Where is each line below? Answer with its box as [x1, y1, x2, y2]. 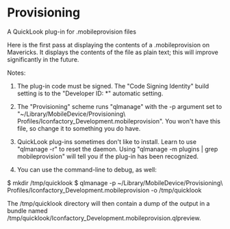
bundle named [7, 206, 48, 215]
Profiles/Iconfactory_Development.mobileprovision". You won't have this [16, 117, 221, 125]
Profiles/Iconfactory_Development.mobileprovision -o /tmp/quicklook [7, 186, 202, 194]
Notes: [7, 69, 26, 77]
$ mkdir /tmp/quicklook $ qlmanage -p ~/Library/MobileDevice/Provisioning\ [7, 178, 223, 186]
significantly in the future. [7, 55, 79, 63]
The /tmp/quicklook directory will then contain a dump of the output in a [7, 199, 210, 207]
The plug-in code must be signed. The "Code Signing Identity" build [16, 82, 209, 90]
